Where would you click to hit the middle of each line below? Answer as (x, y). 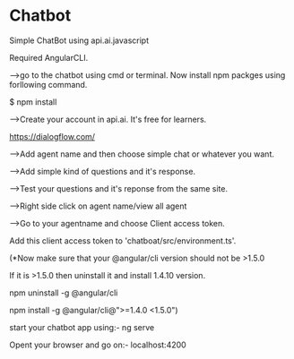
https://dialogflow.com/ (52, 136)
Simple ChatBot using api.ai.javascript (79, 40)
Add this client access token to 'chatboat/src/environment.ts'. (123, 240)
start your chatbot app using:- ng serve (82, 327)
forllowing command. (48, 84)
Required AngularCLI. (49, 57)
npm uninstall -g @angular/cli (64, 293)
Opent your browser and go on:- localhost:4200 (98, 345)
